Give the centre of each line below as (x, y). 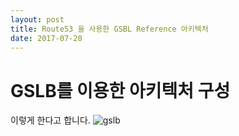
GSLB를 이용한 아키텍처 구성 (120, 90)
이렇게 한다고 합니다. (50, 120)
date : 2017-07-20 (46, 38)
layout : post (37, 19)
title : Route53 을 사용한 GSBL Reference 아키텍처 (109, 29)
